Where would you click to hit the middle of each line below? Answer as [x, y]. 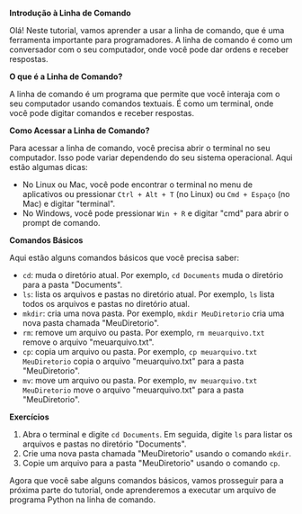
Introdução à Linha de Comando [71, 13]
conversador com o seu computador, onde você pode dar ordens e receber [149, 50]
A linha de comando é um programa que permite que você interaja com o [145, 94]
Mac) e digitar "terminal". [69, 203]
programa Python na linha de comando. [82, 500]
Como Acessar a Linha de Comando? [80, 131]
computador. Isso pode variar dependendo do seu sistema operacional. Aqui [151, 158]
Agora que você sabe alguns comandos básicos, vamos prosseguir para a [147, 480]
